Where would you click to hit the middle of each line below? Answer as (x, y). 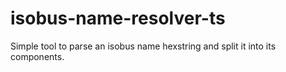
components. (37, 56)
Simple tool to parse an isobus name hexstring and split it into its (143, 46)
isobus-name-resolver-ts (118, 18)
